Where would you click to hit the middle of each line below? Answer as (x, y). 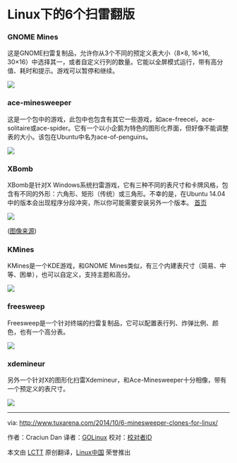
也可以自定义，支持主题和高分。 (87, 275)
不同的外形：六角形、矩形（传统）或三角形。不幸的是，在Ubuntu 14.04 (122, 194)
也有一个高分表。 (44, 332)
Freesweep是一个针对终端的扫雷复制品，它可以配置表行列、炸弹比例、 (110, 323)
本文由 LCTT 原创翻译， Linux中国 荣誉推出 (69, 452)
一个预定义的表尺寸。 (38, 388)
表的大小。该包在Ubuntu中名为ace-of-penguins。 (80, 137)
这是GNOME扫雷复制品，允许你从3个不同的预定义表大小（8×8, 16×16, (109, 53)
